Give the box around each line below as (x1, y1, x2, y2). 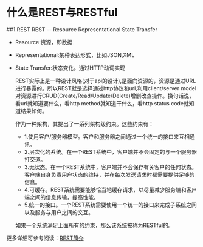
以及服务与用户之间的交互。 (24, 208, 94, 216)
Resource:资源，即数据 (15, 38, 73, 45)
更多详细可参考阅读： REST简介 (6, 234, 84, 242)
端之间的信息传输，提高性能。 (24, 193, 99, 200)
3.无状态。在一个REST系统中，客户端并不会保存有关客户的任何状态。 (24, 163, 198, 170)
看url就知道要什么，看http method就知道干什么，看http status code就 (15, 99, 190, 107)
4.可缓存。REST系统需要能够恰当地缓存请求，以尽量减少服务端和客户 (24, 186, 198, 193)
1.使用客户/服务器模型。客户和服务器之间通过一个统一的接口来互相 (24, 133, 190, 140)
